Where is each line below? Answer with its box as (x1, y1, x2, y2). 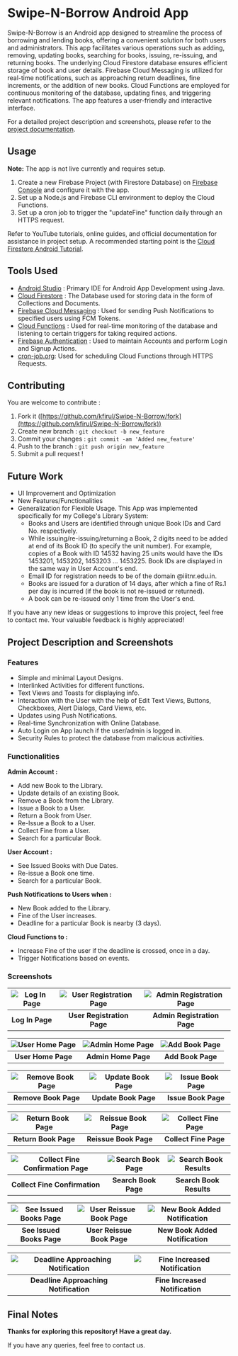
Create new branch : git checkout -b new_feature (17, 427, 165, 436)
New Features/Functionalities (17, 497, 103, 505)
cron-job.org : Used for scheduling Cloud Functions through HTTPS (17, 351, 214, 360)
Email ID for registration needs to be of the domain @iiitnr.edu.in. (28, 572, 217, 580)
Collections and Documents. (17, 299, 101, 307)
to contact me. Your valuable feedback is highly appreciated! (7, 616, 185, 624)
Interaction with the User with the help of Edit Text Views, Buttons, (17, 696, 211, 704)
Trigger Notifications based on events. (17, 954, 130, 963)
